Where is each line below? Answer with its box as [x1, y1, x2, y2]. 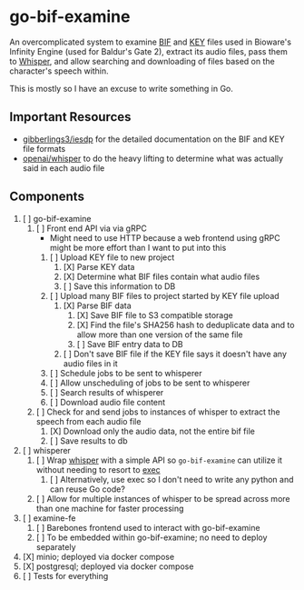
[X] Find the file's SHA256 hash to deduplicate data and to [76, 319, 295, 330]
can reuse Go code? [49, 484, 125, 495]
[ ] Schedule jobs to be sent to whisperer [49, 367, 202, 378]
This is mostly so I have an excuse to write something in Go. [9, 83, 234, 94]
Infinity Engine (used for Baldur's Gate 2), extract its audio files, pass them [9, 45, 288, 56]
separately [35, 541, 76, 552]
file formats [22, 143, 66, 154]
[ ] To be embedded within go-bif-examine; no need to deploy [35, 532, 268, 543]
